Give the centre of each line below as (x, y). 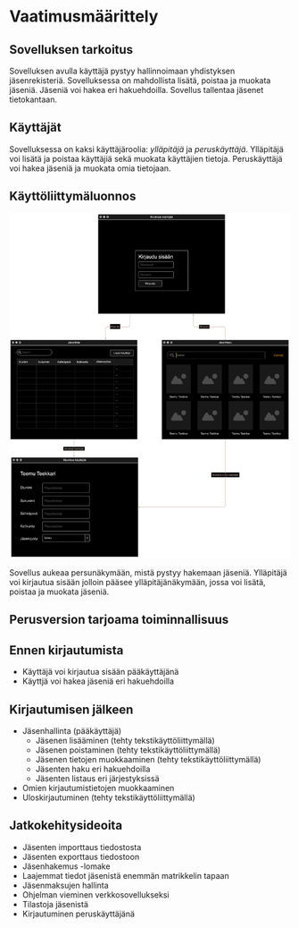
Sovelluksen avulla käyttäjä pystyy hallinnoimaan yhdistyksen (122, 71)
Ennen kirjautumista (66, 650)
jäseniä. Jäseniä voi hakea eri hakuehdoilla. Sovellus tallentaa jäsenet (137, 90)
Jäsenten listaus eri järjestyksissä (97, 778)
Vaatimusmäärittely (84, 17)
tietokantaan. (33, 99)
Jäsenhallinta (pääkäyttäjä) (72, 730)
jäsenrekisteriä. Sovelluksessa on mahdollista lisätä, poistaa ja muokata (140, 81)
